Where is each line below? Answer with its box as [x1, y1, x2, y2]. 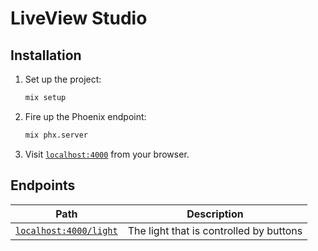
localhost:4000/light [15, 225, 118, 236]
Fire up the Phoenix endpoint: [24, 110, 147, 122]
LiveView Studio [10, 7, 148, 30]
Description [186, 207, 244, 221]
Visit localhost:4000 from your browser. [24, 148, 190, 160]
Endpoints [10, 177, 76, 194]
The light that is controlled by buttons [127, 223, 303, 237]
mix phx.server [24, 130, 89, 140]
